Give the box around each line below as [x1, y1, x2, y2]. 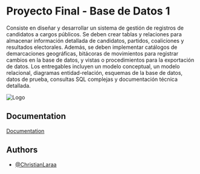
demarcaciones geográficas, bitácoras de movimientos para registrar [6, 50, 179, 57]
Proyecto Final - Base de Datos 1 [6, 4, 170, 18]
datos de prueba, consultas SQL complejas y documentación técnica [6, 76, 178, 83]
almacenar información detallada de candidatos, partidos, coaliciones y [6, 37, 184, 44]
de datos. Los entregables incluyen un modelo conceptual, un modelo [6, 62, 180, 70]
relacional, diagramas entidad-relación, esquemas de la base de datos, [6, 69, 183, 76]
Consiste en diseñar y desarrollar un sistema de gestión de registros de [6, 24, 184, 31]
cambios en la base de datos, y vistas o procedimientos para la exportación [6, 56, 195, 63]
